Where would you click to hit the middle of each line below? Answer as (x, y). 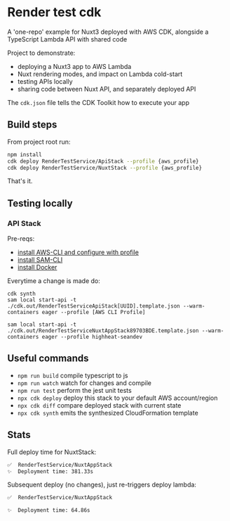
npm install (25, 155)
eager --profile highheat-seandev (92, 337)
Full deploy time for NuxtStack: (52, 452)
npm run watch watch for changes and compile (84, 383)
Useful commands (48, 359)
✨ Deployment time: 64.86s (49, 510)
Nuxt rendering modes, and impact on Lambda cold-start (100, 74)
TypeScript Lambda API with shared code (67, 39)
